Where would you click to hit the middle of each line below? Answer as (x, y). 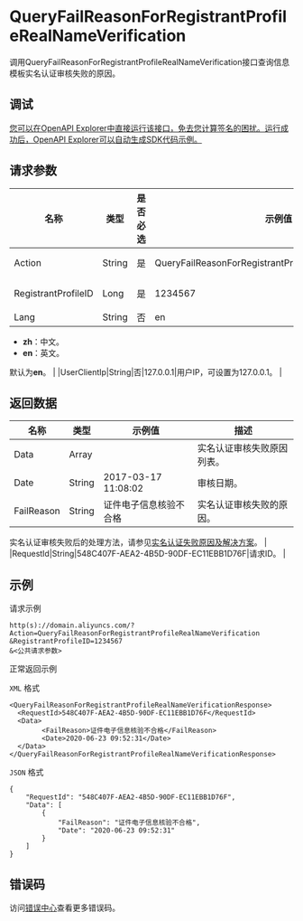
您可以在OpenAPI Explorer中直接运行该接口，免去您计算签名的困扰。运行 (145, 127)
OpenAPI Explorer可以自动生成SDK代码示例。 (118, 139)
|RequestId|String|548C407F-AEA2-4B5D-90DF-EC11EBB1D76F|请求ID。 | (147, 554)
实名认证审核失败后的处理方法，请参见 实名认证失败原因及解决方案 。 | (138, 542)
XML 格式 (25, 688)
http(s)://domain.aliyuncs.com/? (72, 625)
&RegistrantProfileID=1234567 (66, 642)
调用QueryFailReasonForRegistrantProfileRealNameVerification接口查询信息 (150, 61)
